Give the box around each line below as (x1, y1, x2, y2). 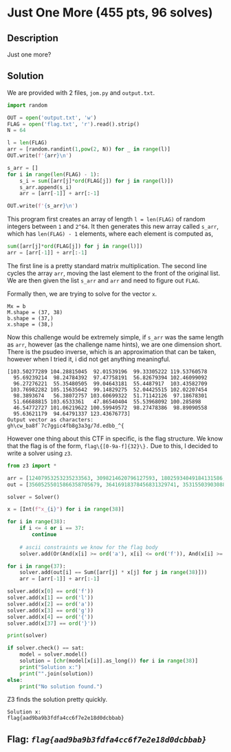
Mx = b (7, 302, 26, 310)
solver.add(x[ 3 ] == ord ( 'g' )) (7, 607, 94, 614)
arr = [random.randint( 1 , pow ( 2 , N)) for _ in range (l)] (7, 146, 170, 153)
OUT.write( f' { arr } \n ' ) (7, 153, 72, 159)
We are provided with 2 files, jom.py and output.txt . (7, 88, 155, 97)
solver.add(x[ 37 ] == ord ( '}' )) (7, 620, 97, 627)
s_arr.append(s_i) (19, 184, 72, 190)
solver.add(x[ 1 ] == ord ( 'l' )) (7, 595, 94, 601)
